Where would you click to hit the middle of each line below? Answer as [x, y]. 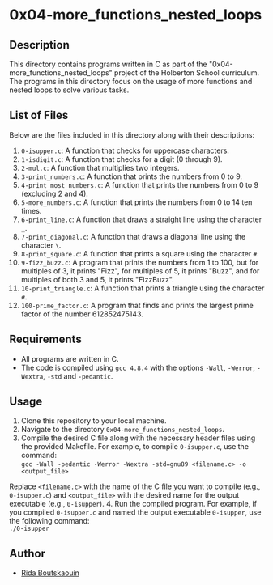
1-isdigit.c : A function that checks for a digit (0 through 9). [122, 159]
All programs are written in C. [70, 358]
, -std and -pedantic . [78, 376]
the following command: [49, 521]
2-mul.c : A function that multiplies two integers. [100, 167]
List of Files [39, 115]
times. [31, 210]
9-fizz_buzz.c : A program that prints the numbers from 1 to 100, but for [140, 262]
